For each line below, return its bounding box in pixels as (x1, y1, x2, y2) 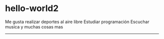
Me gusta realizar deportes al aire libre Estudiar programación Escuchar (5, 19, 150, 25)
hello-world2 (5, 3, 59, 14)
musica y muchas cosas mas (5, 24, 63, 29)
